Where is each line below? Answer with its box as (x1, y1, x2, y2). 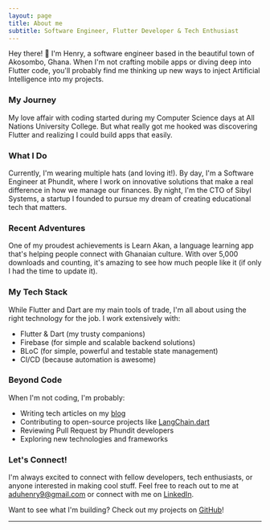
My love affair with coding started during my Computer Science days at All (8, 113, 255, 122)
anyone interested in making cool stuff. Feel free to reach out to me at (8, 481, 239, 491)
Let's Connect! (8, 454, 67, 465)
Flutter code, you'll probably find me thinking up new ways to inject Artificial (8, 66, 260, 76)
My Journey (8, 94, 57, 105)
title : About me (8, 19, 63, 27)
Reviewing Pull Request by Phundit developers (19, 425, 174, 435)
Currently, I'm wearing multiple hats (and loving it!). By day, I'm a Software (8, 168, 255, 178)
